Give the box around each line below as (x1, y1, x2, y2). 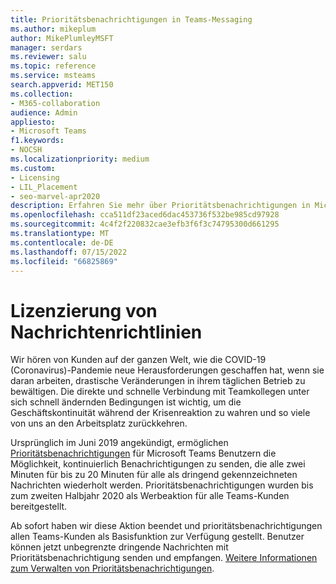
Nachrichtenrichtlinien (10, 321, 203, 343)
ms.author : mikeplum (10, 24, 97, 34)
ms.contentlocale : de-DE (10, 237, 114, 248)
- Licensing (10, 172, 60, 183)
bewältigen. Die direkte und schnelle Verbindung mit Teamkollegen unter (10, 386, 310, 398)
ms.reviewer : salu (10, 52, 87, 62)
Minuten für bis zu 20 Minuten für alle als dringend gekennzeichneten (10, 469, 298, 481)
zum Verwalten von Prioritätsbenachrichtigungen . (10, 562, 215, 575)
